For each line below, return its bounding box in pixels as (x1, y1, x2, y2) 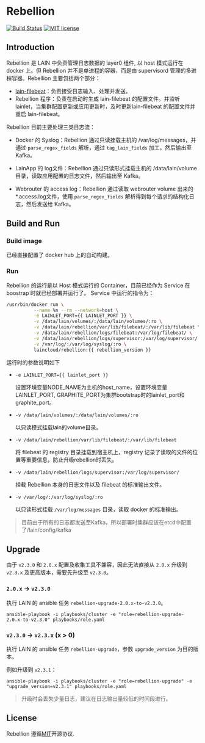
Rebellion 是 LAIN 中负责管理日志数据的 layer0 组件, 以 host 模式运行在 (6, 59, 184, 67)
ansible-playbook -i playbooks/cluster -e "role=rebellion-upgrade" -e (6, 678, 192, 684)
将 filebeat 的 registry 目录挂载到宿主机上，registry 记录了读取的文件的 (15, 448, 193, 455)
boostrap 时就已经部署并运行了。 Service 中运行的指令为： (6, 289, 154, 297)
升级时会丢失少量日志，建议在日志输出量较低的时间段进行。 (21, 695, 171, 703)
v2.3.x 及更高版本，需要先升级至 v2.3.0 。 (6, 569, 112, 576)
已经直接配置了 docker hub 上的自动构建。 (6, 252, 113, 259)
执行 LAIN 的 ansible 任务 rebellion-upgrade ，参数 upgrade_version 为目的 (6, 645, 193, 653)
